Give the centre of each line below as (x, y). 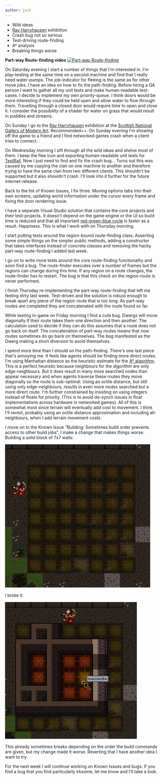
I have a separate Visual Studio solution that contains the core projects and (80, 210)
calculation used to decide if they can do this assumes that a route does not (81, 325)
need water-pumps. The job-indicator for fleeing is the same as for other (77, 80)
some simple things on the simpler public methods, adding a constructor (77, 240)
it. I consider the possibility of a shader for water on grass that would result (80, 111)
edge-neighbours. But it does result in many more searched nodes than (76, 371)
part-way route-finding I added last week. (46, 251)
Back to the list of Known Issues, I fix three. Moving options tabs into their (78, 191)
